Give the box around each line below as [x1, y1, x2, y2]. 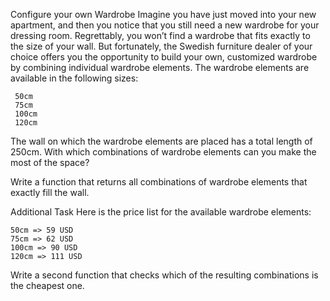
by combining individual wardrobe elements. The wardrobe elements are [10, 62, 310, 73]
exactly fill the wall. [10, 187, 90, 198]
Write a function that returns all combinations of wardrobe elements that [10, 176, 308, 188]
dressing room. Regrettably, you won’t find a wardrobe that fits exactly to [10, 30, 311, 41]
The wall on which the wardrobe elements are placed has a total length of [10, 135, 313, 147]
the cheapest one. [10, 280, 85, 291]
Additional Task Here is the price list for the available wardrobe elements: [10, 206, 312, 218]
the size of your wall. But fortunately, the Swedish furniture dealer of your [10, 40, 313, 52]
